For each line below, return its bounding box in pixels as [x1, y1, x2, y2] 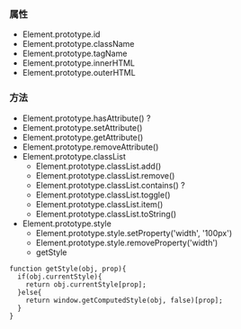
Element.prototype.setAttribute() [22, 122, 143, 133]
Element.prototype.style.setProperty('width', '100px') [35, 227, 232, 238]
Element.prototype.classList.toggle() [35, 189, 171, 200]
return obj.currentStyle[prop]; [25, 279, 147, 289]
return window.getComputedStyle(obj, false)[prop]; [25, 296, 223, 305]
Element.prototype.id [22, 29, 101, 40]
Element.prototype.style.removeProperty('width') [35, 237, 219, 248]
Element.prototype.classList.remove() [35, 169, 175, 181]
